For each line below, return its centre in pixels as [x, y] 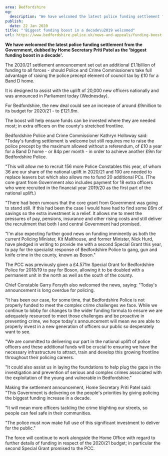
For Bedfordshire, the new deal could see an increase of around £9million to [83, 105]
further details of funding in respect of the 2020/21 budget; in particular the [83, 443]
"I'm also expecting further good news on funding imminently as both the [80, 234]
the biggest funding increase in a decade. [48, 398]
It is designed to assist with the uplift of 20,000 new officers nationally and [82, 90]
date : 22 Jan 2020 [29, 26]
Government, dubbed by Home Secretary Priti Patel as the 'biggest [76, 50]
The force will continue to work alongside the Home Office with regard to [80, 438]
